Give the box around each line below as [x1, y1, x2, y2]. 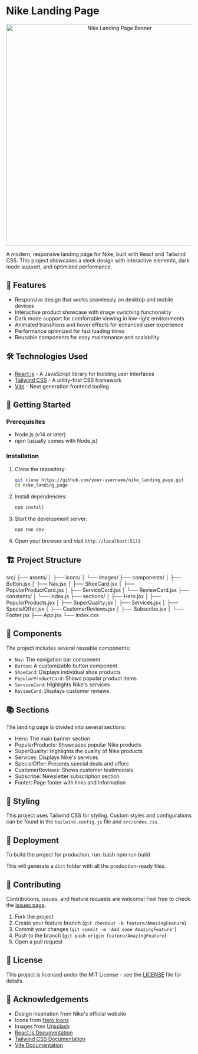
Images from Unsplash [14, 1023, 70, 1030]
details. [6, 977, 24, 984]
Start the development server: [14, 515, 88, 523]
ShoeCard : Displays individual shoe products [14, 668, 121, 675]
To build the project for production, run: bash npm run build [6, 851, 150, 858]
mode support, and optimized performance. [6, 263, 113, 270]
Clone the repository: [14, 465, 67, 472]
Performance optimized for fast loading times [14, 327, 125, 335]
